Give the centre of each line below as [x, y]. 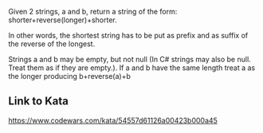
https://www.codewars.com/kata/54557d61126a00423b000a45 [113, 120]
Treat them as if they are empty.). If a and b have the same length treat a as [132, 68]
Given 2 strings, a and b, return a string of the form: [93, 12]
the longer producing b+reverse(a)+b [70, 76]
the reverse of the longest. [52, 44]
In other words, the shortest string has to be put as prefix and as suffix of [128, 35]
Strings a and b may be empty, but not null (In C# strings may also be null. [130, 59]
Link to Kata [39, 102]
